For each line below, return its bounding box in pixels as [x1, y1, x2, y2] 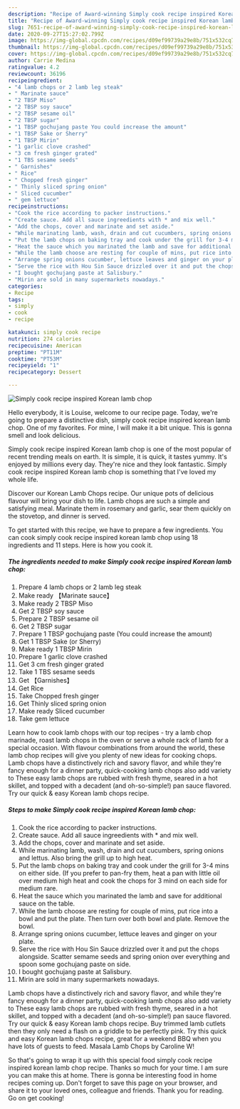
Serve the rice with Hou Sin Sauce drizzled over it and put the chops [18, 944, 219, 953]
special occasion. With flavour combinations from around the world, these [8, 743, 225, 752]
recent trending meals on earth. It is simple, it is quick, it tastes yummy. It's [8, 453, 227, 461]
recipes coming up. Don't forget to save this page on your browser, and [8, 1078, 218, 1087]
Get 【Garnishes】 [18, 676, 73, 684]
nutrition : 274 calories [8, 335, 82, 343]
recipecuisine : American [8, 342, 82, 349]
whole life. [8, 476, 38, 483]
